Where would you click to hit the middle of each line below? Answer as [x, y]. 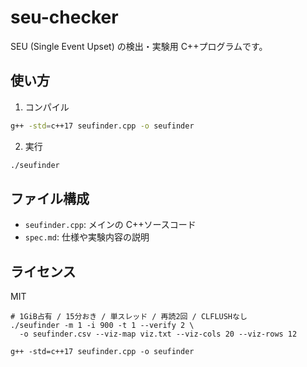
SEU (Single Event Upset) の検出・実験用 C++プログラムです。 [139, 46]
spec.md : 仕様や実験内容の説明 [87, 237]
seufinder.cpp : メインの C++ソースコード [110, 225]
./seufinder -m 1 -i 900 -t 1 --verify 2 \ [102, 326]
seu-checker [64, 17]
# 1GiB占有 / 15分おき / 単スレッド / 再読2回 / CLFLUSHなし [129, 317]
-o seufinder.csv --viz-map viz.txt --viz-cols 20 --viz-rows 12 [158, 334]
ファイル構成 [50, 198]
